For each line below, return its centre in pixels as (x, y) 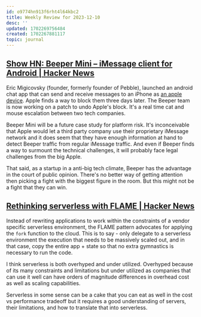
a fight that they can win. (37, 187)
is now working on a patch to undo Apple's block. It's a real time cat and (95, 107)
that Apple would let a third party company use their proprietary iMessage (98, 131)
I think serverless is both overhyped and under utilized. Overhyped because (100, 264)
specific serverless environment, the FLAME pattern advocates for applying (99, 227)
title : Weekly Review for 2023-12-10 (53, 17)
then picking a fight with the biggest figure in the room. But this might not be (100, 181)
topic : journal (25, 40)
